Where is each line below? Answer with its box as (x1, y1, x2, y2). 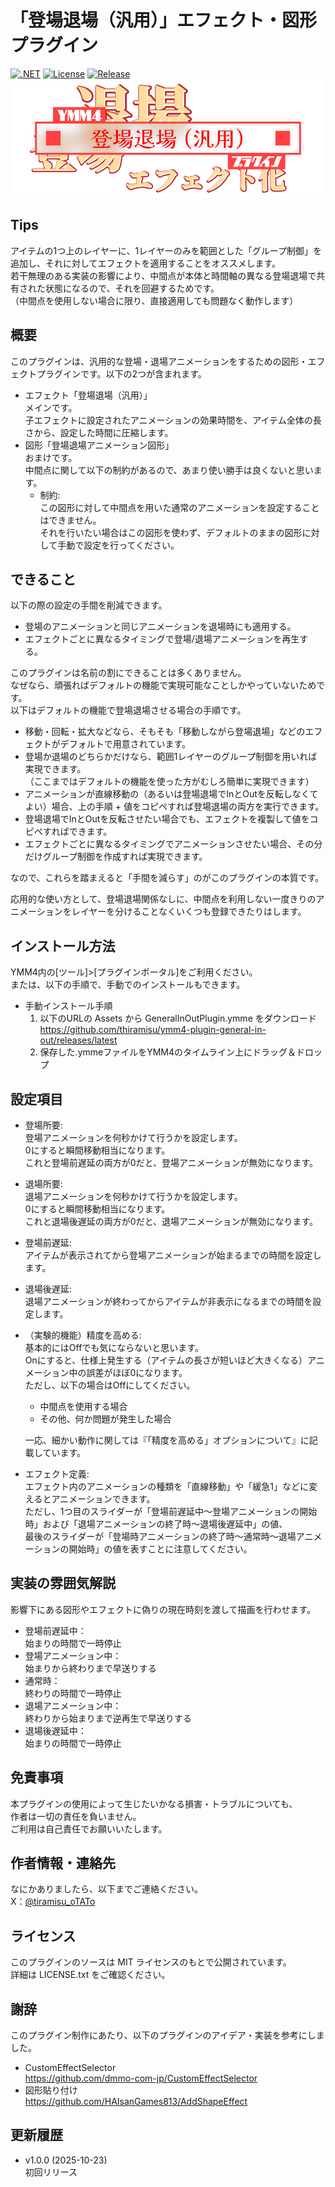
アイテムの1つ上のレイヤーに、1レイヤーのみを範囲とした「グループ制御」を (10, 244, 322, 256)
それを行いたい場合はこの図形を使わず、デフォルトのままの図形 (39, 526, 303, 538)
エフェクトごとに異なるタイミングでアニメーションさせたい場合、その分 (24, 838, 323, 850)
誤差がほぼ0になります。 (86, 1367, 188, 1378)
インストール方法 (10, 937, 116, 955)
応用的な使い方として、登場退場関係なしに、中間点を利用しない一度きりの (10, 893, 317, 905)
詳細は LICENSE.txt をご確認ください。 (10, 1969, 171, 1981)
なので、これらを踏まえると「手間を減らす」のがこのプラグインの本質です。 (10, 872, 325, 884)
